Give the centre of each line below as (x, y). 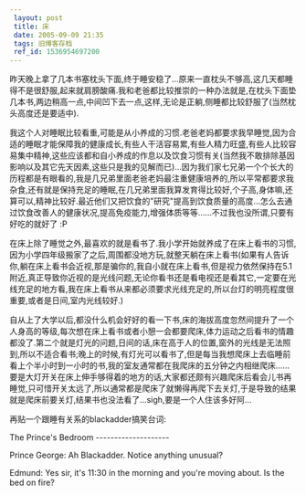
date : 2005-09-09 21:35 (58, 35)
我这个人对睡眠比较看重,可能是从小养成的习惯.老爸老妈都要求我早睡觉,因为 (149, 132)
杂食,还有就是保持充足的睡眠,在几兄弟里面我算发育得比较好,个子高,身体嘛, (148, 190)
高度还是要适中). (48, 113)
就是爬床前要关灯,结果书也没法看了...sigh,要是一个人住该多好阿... (131, 400)
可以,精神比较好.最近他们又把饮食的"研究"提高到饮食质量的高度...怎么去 (151, 201)
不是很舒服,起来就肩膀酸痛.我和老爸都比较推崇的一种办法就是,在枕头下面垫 (157, 90)
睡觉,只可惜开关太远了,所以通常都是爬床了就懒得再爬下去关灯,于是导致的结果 (153, 388)
